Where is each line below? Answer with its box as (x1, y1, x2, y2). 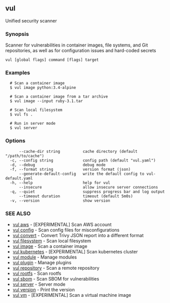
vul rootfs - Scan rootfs (12, 270, 62, 276)
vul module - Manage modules (12, 254, 77, 260)
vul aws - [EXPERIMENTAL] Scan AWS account (12, 222, 112, 227)
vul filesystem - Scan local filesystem (12, 238, 92, 244)
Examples (5, 69, 31, 76)
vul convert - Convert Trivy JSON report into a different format (12, 232, 144, 238)
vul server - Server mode (12, 281, 66, 287)
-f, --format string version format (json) (10, 167, 131, 172)
